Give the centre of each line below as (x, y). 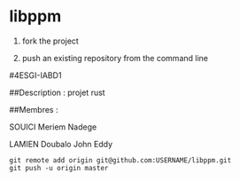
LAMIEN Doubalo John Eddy (61, 144)
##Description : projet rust (57, 92)
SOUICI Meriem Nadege (53, 127)
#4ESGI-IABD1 (35, 75)
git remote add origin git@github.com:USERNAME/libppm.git (120, 160)
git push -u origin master (59, 168)
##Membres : (34, 109)
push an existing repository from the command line (115, 58)
